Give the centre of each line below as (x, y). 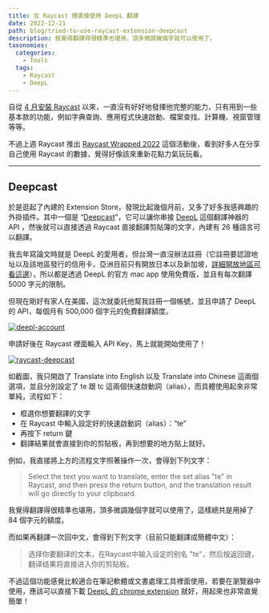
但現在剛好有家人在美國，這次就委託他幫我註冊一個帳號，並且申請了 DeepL (132, 301)
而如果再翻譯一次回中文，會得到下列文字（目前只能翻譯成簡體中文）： (122, 537)
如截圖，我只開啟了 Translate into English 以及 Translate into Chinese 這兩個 (133, 377)
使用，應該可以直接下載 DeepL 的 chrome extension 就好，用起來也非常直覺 (133, 591)
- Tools (35, 61)
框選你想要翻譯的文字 (55, 413)
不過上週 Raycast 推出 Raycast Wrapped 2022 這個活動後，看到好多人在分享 (134, 143)
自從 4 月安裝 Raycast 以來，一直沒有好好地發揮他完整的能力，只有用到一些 (133, 107)
